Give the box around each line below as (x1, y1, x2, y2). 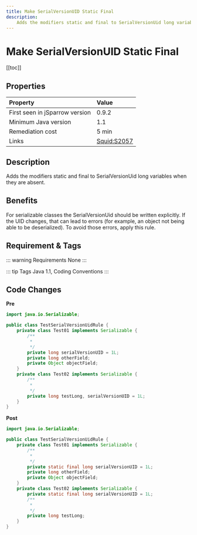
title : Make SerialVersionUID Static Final (6, 8, 114, 15)
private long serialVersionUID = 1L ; (27, 350, 119, 355)
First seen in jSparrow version (9, 109, 91, 117)
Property (9, 99, 35, 107)
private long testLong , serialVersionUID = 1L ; (27, 393, 145, 399)
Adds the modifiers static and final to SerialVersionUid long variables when (6, 172, 187, 180)
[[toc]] (6, 64, 22, 71)
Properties (6, 81, 46, 91)
